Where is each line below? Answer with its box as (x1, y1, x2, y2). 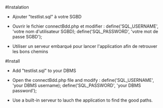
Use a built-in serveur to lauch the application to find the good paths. (12, 97, 153, 103)
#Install (5, 58, 20, 64)
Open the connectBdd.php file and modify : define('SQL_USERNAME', (12, 77, 154, 83)
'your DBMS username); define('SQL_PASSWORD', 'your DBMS (12, 82, 141, 88)
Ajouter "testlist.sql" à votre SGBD (12, 14, 82, 19)
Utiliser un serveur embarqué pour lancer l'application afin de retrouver (12, 43, 158, 49)
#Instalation (5, 4, 29, 10)
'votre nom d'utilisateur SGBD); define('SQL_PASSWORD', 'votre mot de (12, 29, 159, 34)
